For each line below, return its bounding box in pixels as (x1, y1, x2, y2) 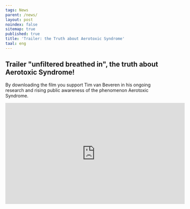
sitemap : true (5, 27, 36, 32)
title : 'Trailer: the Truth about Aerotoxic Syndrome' (5, 36, 125, 42)
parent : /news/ (5, 12, 38, 17)
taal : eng (5, 41, 27, 46)
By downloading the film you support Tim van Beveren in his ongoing (5, 82, 151, 88)
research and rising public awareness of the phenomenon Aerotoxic (5, 87, 149, 93)
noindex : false (5, 22, 38, 27)
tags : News (5, 7, 29, 13)
